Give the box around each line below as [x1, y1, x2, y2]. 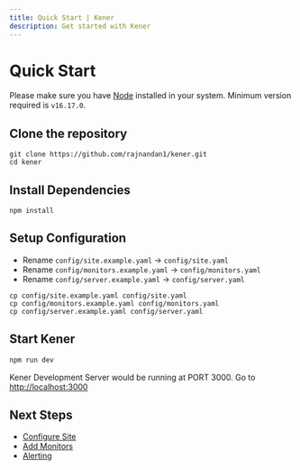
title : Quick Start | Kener [9, 13, 115, 23]
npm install [9, 207, 54, 216]
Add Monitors [22, 441, 74, 452]
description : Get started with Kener [9, 22, 151, 31]
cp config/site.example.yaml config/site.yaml [9, 290, 187, 300]
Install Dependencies [9, 182, 131, 198]
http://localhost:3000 [9, 381, 88, 392]
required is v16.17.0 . [9, 100, 86, 111]
